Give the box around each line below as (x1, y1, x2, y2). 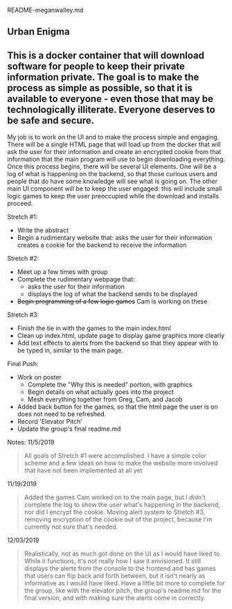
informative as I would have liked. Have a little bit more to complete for (24, 579, 225, 587)
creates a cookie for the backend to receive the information (17, 241, 187, 249)
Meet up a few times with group (17, 268, 109, 276)
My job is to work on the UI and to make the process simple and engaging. (7, 133, 220, 141)
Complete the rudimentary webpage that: (17, 275, 135, 284)
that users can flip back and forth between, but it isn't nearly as (24, 572, 206, 580)
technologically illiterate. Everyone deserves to (7, 103, 216, 115)
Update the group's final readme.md (17, 424, 121, 433)
